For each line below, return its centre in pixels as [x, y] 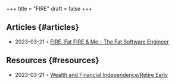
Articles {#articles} [43, 27]
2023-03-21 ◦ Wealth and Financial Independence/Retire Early [91, 74]
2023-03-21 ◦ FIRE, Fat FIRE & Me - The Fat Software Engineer [92, 42]
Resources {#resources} [53, 60]
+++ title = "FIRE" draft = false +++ [49, 9]
